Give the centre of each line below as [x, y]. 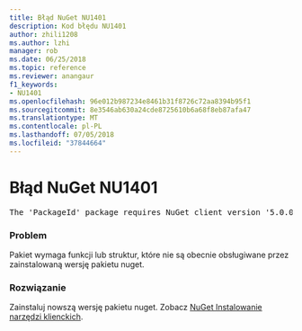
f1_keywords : [34, 85]
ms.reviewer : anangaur [52, 76]
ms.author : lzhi [40, 43]
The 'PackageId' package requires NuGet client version [135, 212]
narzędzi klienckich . [46, 317]
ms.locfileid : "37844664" [58, 143]
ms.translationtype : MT [54, 118]
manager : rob [34, 51]
